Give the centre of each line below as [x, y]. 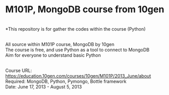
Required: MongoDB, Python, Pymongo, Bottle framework [66, 81]
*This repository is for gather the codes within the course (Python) [76, 29]
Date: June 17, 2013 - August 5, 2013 [44, 87]
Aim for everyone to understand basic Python [53, 55]
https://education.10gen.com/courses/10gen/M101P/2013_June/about [78, 76]
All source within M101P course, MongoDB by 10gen [60, 44]
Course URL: [19, 70]
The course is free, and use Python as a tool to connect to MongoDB [77, 50]
